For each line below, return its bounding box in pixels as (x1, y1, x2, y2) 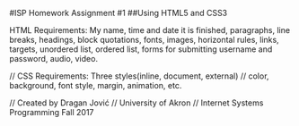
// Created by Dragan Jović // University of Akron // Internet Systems (9, 97, 264, 108)
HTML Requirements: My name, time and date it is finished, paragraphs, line (9, 25, 290, 35)
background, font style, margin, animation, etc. (9, 80, 182, 90)
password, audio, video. (9, 54, 99, 63)
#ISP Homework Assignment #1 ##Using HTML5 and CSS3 (9, 8, 228, 18)
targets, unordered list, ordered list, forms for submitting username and (9, 44, 273, 55)
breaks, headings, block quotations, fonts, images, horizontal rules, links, (9, 35, 280, 45)
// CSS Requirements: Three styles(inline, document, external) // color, (9, 71, 269, 81)
